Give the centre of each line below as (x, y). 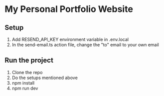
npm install (23, 83)
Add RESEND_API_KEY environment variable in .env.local (70, 39)
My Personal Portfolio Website (69, 9)
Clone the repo (27, 72)
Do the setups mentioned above (45, 78)
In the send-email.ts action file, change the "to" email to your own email (85, 45)
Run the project (29, 60)
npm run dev (25, 88)
